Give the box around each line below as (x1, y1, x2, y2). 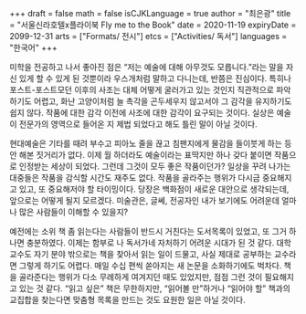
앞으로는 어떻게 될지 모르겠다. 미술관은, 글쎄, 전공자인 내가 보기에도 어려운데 (9, 195, 280, 205)
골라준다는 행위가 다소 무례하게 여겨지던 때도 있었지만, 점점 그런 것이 (18, 272, 263, 282)
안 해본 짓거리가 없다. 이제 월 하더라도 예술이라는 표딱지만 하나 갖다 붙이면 (9, 150, 272, 160)
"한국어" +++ (9, 42, 58, 53)
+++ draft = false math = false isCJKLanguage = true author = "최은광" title (9, 8, 291, 18)
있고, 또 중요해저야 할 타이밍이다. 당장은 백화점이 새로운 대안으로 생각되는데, (18, 183, 290, 194)
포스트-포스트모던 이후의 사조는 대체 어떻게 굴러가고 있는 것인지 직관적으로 (9, 85, 274, 95)
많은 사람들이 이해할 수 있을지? (18, 206, 129, 217)
